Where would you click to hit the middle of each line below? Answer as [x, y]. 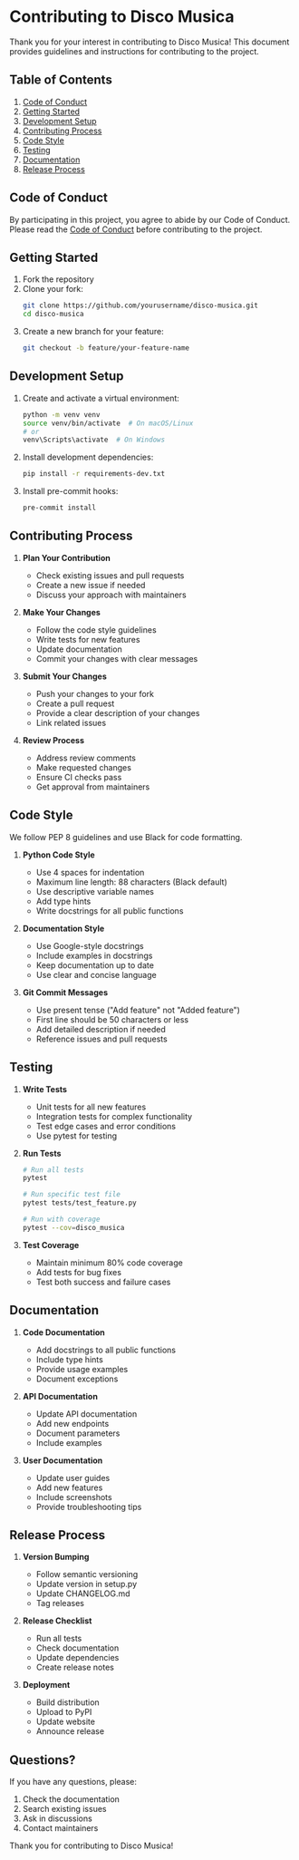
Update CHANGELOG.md [83, 1594]
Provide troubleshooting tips [89, 1506]
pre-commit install [59, 508]
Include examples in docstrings [94, 955]
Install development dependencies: [88, 457]
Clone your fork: [53, 289]
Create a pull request [75, 703]
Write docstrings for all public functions [110, 911]
